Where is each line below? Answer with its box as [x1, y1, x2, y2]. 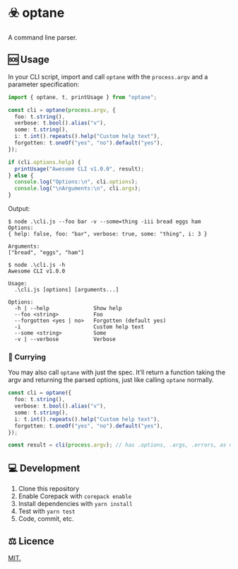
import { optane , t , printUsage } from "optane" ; [8, 93, 157, 100]
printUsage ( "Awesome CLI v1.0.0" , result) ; [14, 165, 144, 173]
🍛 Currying [8, 352, 47, 362]
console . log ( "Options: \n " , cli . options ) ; [14, 178, 138, 185]
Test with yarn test [18, 507, 76, 516]
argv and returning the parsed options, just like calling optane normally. [8, 376, 214, 384]
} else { [8, 172, 34, 179]
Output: [8, 205, 30, 212]
